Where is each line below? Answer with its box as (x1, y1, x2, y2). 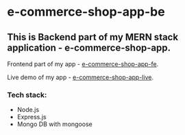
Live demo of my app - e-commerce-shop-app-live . (7, 73, 154, 81)
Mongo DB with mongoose (16, 120, 92, 128)
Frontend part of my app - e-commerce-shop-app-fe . (7, 60, 159, 68)
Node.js (16, 106, 40, 114)
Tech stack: (7, 90, 47, 100)
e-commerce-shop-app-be (7, 4, 166, 20)
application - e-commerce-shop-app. (7, 42, 171, 53)
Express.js (16, 113, 47, 121)
